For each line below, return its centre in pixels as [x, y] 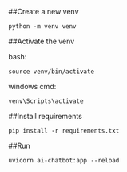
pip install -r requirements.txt [64, 131]
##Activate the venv [42, 41]
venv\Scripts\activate [46, 101]
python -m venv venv [43, 27]
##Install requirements [45, 116]
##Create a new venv [44, 12]
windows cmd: [32, 86]
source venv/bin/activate [51, 72]
